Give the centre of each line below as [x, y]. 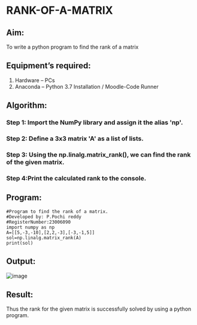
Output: [21, 261]
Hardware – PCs [35, 80]
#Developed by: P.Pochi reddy [44, 216]
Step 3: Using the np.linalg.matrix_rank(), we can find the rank [99, 155]
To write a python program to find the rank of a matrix [72, 47]
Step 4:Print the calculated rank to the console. [76, 178]
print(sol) [20, 243]
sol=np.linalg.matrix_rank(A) [44, 237]
